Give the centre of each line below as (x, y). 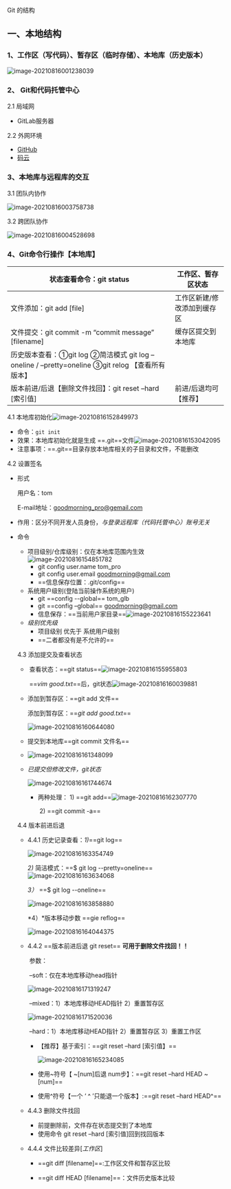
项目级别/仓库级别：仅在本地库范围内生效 (86, 551)
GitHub (27, 149)
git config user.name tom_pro (79, 566)
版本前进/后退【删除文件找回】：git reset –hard (85, 388)
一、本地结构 (34, 34)
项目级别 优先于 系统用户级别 (79, 631)
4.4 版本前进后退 (41, 825)
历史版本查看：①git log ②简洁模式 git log (80, 354)
